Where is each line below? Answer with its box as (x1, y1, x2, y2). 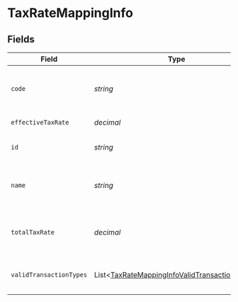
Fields (7, 33, 35, 45)
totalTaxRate (11, 228, 55, 236)
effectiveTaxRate (11, 118, 69, 126)
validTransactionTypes (11, 271, 87, 279)
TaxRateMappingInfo (7, 5, 133, 21)
